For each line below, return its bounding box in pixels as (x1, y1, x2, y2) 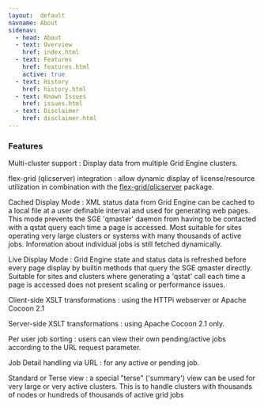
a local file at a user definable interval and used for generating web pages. (8, 206, 251, 216)
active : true (22, 70, 66, 78)
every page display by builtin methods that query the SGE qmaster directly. (8, 263, 253, 273)
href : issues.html (22, 100, 83, 107)
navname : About (8, 19, 58, 27)
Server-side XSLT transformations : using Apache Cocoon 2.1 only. (8, 319, 225, 329)
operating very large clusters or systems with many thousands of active (8, 231, 242, 241)
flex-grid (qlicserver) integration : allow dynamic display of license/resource (8, 174, 255, 183)
